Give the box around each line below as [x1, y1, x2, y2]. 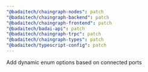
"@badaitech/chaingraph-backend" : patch [6, 14, 110, 20]
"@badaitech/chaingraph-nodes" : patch [6, 8, 104, 15]
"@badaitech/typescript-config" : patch [6, 43, 107, 49]
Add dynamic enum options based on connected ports [6, 58, 142, 66]
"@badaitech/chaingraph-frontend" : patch [6, 20, 112, 26]
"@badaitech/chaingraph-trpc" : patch [6, 31, 101, 37]
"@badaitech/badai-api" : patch [6, 25, 85, 32]
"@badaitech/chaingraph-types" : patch [6, 37, 104, 43]
